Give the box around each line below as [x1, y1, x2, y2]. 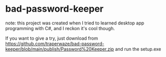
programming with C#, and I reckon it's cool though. [5, 25, 115, 31]
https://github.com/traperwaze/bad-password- [5, 40, 105, 46]
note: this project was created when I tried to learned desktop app [5, 20, 145, 26]
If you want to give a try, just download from [5, 35, 98, 41]
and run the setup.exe [114, 46, 161, 52]
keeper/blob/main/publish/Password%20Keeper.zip [5, 46, 114, 52]
